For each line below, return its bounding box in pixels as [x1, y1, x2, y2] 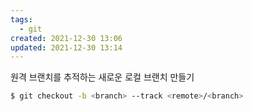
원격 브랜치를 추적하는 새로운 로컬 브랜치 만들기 [10, 71, 195, 83]
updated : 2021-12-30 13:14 [10, 42, 123, 53]
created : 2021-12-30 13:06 [10, 33, 123, 43]
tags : [10, 14, 33, 25]
